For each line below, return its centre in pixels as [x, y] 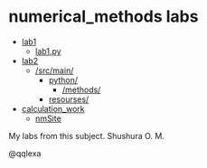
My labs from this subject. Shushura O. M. [86, 135]
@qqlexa [25, 153]
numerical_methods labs [103, 17]
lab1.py [48, 51]
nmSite [48, 118]
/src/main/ [54, 70]
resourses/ [69, 99]
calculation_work [53, 108]
